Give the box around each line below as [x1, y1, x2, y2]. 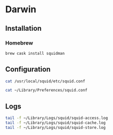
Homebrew [5, 39, 33, 47]
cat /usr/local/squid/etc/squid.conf [5, 78, 86, 84]
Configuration [5, 65, 51, 74]
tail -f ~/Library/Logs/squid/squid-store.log [5, 125, 106, 130]
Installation [5, 24, 42, 33]
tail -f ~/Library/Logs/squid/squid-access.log [5, 116, 108, 121]
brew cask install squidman [5, 51, 65, 56]
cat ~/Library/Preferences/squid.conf [5, 88, 88, 93]
